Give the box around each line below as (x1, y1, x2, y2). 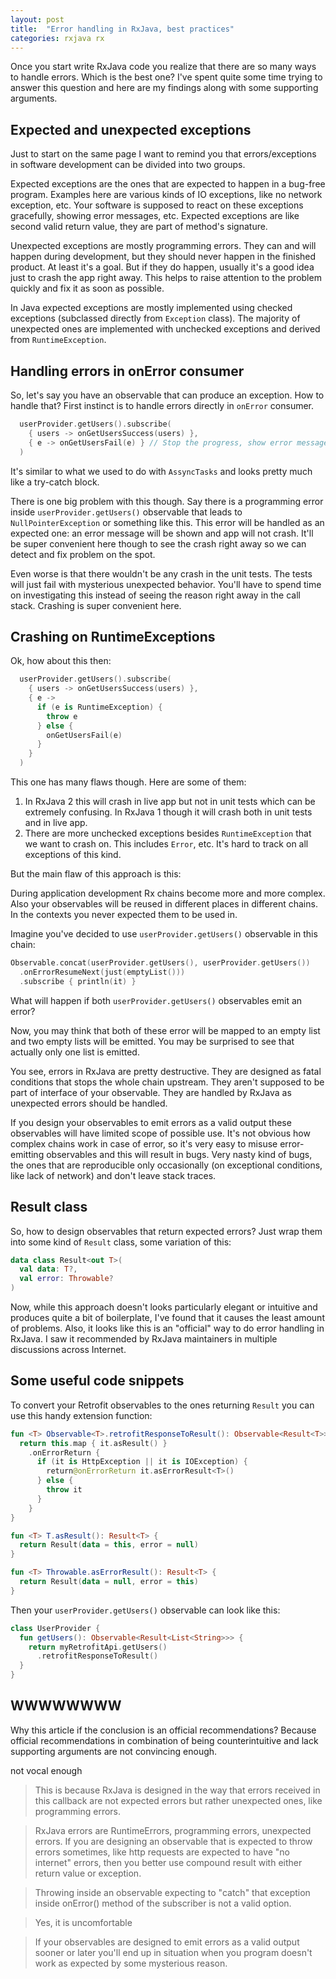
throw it (46, 1485, 83, 1495)
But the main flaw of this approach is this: (10, 868, 182, 880)
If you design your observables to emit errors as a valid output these (10, 1116, 292, 1128)
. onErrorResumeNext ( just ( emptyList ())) (19, 967, 186, 977)
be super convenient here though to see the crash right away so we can (10, 537, 307, 550)
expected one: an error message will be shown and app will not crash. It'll (10, 527, 314, 539)
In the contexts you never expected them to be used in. (10, 909, 238, 921)
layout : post (10, 14, 65, 25)
